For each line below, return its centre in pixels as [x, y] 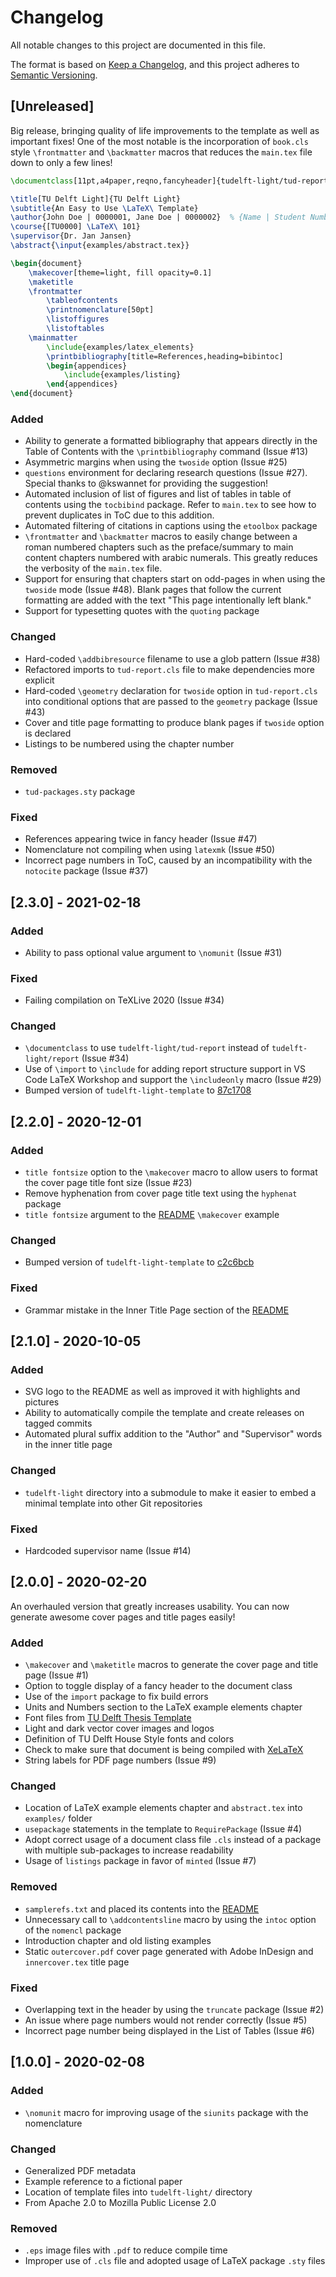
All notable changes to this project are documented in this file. [138, 45]
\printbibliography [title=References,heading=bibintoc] [165, 356]
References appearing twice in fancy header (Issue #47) [141, 839]
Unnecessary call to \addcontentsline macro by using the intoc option [170, 1919]
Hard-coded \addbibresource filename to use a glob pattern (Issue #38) [172, 658]
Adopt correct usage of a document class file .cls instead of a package [173, 1840]
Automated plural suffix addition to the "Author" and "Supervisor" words [173, 1434]
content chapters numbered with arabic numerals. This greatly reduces [171, 558]
